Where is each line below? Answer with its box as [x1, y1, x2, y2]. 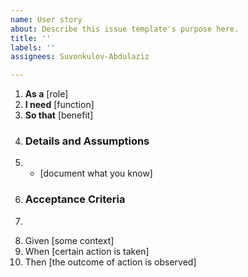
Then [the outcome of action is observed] [24, 256, 197, 268]
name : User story [10, 14, 83, 25]
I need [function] [24, 99, 95, 111]
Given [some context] [24, 234, 115, 246]
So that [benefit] [24, 109, 94, 121]
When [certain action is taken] [24, 245, 150, 257]
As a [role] [24, 88, 69, 100]
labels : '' [10, 42, 56, 53]
